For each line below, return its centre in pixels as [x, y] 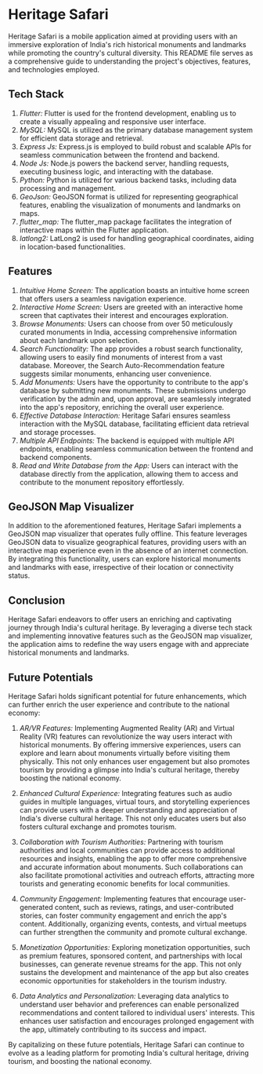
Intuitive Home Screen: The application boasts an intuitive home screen [134, 290]
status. [19, 575]
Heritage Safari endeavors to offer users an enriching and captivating [120, 619]
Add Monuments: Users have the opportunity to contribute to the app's [134, 382]
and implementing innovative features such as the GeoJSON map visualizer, [130, 636]
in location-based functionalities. [72, 247]
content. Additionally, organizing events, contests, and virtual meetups [133, 924]
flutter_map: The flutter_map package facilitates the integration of [126, 221]
